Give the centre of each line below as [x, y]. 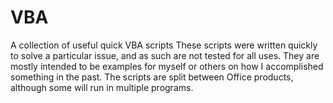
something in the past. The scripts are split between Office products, [152, 77]
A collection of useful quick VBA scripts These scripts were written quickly [164, 45]
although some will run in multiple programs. [102, 87]
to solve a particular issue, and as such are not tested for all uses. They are [165, 55]
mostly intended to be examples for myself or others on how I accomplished [167, 66]
